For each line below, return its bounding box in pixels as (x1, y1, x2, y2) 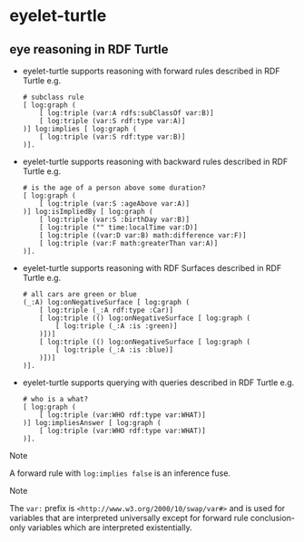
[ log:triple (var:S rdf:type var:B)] (39, 132, 186, 141)
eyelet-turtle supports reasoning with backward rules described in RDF (22, 156, 289, 167)
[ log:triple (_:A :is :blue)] (55, 345, 174, 354)
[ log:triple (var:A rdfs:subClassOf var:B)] (39, 109, 215, 118)
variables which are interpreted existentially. (26, 522, 192, 533)
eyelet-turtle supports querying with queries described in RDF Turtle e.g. (22, 377, 295, 388)
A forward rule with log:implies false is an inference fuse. (9, 468, 231, 479)
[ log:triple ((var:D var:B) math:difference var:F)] (39, 231, 247, 240)
